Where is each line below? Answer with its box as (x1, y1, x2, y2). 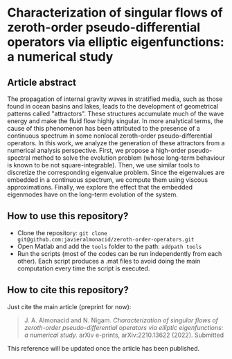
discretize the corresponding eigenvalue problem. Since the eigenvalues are (7, 168, 225, 176)
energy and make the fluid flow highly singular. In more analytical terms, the (7, 117, 224, 125)
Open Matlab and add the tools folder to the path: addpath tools (17, 242, 202, 250)
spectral (7, 154, 31, 162)
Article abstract (7, 76, 76, 88)
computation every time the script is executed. (17, 264, 150, 273)
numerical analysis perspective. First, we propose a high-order (7, 147, 187, 154)
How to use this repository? (7, 210, 129, 222)
